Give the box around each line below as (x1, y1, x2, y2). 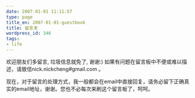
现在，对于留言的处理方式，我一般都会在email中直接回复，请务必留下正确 (6, 77, 184, 85)
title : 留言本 (6, 25, 38, 31)
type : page (6, 14, 33, 20)
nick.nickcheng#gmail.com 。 (31, 65, 104, 72)
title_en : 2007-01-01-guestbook (6, 19, 85, 25)
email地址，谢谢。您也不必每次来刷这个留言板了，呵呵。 (16, 85, 154, 92)
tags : (6, 36, 19, 42)
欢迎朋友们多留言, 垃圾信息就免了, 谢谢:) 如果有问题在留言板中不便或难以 (6, 58, 183, 65)
